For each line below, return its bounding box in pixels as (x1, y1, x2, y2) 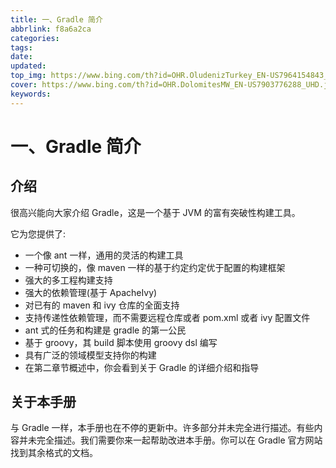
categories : (10, 33, 60, 43)
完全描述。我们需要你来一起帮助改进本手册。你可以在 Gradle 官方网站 (36, 434, 323, 446)
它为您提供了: (10, 227, 67, 240)
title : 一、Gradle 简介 (10, 14, 103, 25)
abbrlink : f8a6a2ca (10, 24, 92, 34)
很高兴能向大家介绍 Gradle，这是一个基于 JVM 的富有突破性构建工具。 (10, 206, 301, 218)
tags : (10, 42, 33, 53)
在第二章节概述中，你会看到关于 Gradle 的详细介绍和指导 (24, 361, 260, 373)
